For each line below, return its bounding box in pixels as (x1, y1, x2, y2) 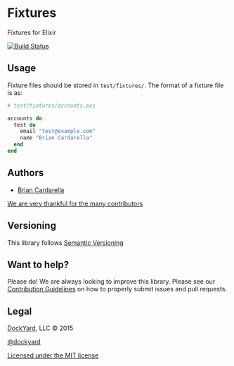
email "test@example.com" (20, 128, 96, 135)
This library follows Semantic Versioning (7, 238, 124, 247)
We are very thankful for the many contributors (7, 199, 143, 208)
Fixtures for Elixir (7, 28, 56, 37)
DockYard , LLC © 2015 (7, 324, 74, 332)
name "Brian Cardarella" (20, 134, 93, 141)
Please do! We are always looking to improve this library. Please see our (7, 277, 216, 286)
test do (13, 121, 37, 128)
